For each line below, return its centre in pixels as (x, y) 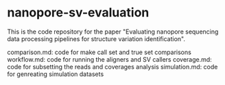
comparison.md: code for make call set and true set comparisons (99, 52)
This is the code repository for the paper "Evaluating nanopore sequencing (113, 32)
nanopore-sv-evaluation (78, 13)
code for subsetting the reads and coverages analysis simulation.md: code (113, 66)
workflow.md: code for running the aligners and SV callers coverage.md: (110, 59)
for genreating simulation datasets (56, 74)
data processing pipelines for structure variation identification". (96, 38)
